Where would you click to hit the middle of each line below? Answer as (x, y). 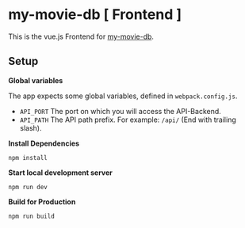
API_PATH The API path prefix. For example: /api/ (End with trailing (128, 120)
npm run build (32, 216)
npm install (28, 158)
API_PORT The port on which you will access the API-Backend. (121, 111)
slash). (31, 127)
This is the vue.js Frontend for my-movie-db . (81, 36)
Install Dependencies (44, 143)
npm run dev (28, 187)
